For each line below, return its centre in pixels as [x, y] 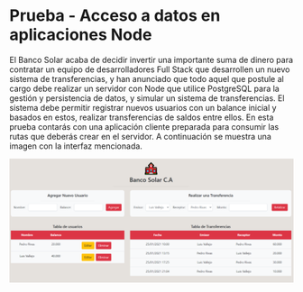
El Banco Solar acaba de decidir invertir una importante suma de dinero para [151, 59]
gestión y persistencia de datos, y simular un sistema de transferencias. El [147, 98]
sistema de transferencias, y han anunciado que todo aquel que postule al [147, 78]
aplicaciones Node [81, 35]
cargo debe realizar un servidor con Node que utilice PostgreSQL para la [144, 88]
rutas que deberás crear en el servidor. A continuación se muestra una [141, 136]
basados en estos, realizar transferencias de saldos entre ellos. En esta [142, 117]
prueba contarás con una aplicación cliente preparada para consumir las [144, 126]
